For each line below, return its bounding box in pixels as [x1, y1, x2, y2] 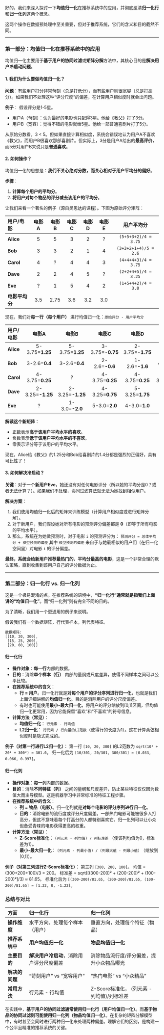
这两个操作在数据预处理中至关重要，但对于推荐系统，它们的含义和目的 [5, 22, 146, 27]
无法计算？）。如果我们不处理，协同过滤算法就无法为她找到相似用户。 [9, 488, 148, 494]
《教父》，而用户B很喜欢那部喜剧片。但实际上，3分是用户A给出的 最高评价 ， [5, 137, 157, 143]
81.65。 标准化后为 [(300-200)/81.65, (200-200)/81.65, [29, 876, 143, 882]
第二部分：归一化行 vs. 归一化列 [5, 580, 80, 587]
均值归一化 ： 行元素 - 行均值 [19, 721, 75, 727]
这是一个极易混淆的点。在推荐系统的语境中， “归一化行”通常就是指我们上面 [5, 592, 155, 598]
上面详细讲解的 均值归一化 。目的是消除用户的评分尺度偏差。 [19, 696, 140, 702]
